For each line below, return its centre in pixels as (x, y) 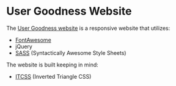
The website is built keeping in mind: (53, 65)
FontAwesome (33, 40)
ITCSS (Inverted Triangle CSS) (53, 76)
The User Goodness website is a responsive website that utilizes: (88, 28)
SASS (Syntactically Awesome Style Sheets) (71, 52)
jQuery (24, 46)
